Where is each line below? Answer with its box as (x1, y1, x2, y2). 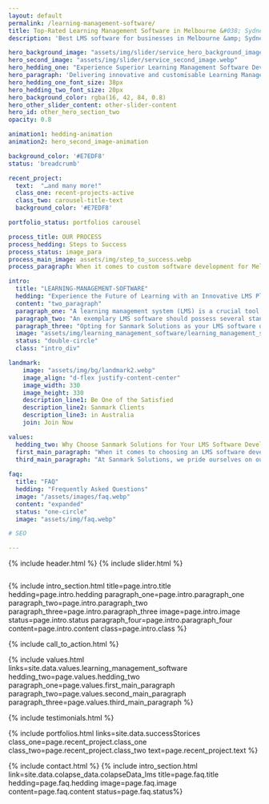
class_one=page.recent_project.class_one (8, 737, 147, 747)
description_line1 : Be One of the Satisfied (22, 396, 174, 404)
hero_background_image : (8, 49, 88, 57)
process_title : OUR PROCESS (8, 233, 102, 241)
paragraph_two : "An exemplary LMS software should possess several (15, 315, 246, 323)
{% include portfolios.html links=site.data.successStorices (8, 729, 201, 738)
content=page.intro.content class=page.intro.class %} (8, 623, 187, 634)
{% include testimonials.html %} (8, 713, 114, 723)
